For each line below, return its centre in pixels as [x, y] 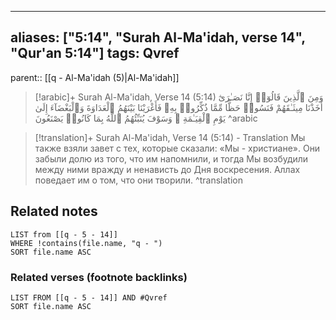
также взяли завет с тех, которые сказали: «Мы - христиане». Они [177, 148]
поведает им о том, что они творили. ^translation [138, 180]
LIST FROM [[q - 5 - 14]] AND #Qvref [89, 297]
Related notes [54, 211]
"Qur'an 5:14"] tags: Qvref [95, 53]
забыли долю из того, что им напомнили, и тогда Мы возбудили [171, 158]
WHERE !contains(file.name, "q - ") [86, 243]
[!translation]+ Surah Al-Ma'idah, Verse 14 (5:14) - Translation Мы [170, 137]
